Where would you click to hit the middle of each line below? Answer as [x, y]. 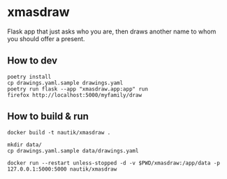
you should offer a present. [46, 38]
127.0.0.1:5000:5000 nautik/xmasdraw [62, 169]
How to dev [32, 61]
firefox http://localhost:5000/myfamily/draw [74, 95]
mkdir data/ [24, 145]
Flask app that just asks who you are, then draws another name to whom [112, 31]
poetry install [29, 77]
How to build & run [48, 117]
